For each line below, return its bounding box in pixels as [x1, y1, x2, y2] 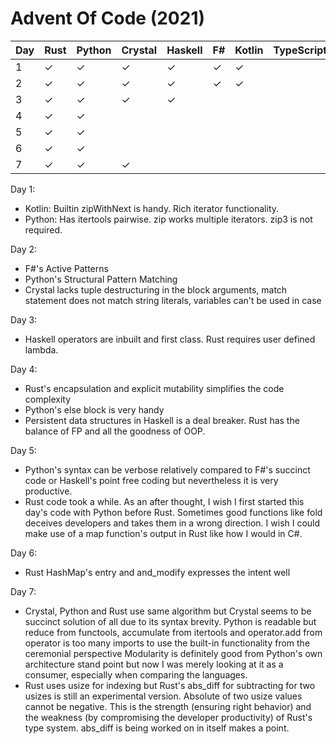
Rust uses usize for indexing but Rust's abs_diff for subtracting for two [24, 679, 316, 691]
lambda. [24, 343, 59, 356]
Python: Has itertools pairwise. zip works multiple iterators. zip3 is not [24, 213, 313, 225]
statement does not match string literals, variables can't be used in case [24, 294, 322, 306]
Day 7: [10, 585, 37, 597]
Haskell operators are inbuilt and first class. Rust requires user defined [24, 333, 316, 345]
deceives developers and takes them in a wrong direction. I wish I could [24, 517, 321, 529]
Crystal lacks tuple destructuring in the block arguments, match [24, 283, 288, 296]
